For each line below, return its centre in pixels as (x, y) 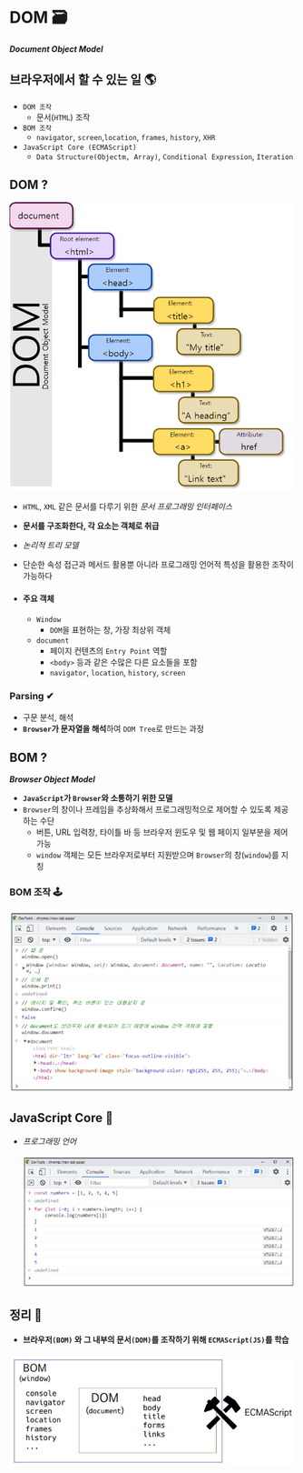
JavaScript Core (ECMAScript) (80, 147)
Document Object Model (56, 49)
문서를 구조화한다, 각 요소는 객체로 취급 (91, 526)
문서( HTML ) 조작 (63, 117)
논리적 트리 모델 (50, 546)
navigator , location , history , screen (117, 673)
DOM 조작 (37, 107)
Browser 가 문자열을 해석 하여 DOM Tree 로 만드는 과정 (113, 728)
